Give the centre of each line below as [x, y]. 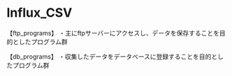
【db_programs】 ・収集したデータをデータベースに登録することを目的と [112, 56]
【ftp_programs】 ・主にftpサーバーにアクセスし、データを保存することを [113, 33]
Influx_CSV [39, 13]
